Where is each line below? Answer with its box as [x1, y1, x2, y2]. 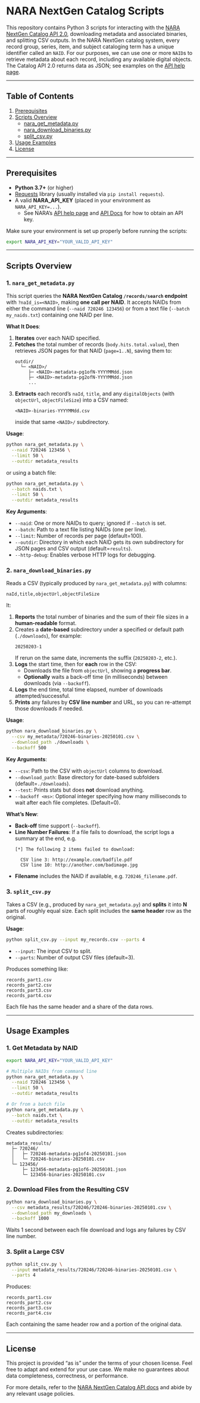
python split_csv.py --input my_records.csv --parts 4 [6, 937, 145, 943]
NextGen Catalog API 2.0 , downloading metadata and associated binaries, [6, 30, 187, 37]
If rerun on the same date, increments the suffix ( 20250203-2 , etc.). [14, 654, 177, 661]
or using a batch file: [6, 469, 57, 476]
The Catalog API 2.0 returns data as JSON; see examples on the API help [6, 61, 186, 69]
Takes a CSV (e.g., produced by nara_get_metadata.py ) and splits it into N [6, 901, 187, 908]
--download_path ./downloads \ [11, 739, 89, 746]
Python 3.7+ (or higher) [14, 184, 74, 191]
